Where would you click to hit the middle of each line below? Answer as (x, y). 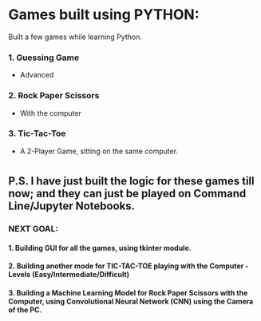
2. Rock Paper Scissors (54, 96)
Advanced (37, 75)
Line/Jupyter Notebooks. (72, 206)
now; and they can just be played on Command (127, 194)
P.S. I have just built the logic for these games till (131, 181)
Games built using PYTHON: (104, 15)
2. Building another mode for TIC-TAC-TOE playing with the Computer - (129, 266)
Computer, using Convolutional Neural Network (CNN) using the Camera (131, 301)
